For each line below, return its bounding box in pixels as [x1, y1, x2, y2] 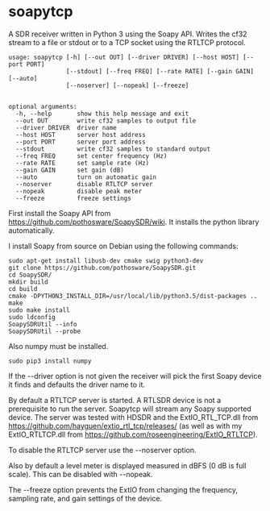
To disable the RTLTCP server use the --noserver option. [8, 445, 197, 455]
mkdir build [8, 277, 48, 286]
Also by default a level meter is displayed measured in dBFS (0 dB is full [8, 460, 247, 470]
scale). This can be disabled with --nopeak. [8, 469, 153, 479]
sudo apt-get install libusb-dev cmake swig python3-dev [8, 256, 204, 264]
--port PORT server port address [15, 138, 147, 146]
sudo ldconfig [8, 313, 56, 321]
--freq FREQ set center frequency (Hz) [15, 152, 168, 160]
